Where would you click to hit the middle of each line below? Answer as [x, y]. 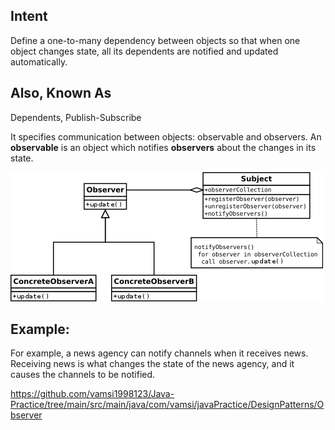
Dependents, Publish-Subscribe [76, 117]
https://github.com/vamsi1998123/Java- [92, 394]
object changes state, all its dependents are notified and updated [144, 51]
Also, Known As [61, 93]
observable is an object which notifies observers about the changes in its [163, 147]
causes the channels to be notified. [83, 375]
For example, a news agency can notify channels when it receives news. [159, 353]
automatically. [39, 61]
